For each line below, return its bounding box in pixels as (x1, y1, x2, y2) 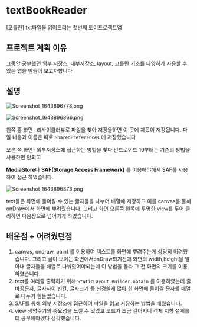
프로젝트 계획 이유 (6, 43, 67, 53)
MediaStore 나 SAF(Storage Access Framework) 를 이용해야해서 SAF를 (6, 166, 178, 173)
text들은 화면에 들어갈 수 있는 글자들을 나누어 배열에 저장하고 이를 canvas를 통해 (6, 197, 192, 204)
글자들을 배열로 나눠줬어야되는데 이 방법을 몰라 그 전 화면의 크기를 (25, 263, 177, 270)
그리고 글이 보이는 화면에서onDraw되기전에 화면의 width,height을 (32, 255, 184, 262)
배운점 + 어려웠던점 (6, 231, 73, 241)
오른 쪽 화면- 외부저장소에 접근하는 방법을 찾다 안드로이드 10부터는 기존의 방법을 (6, 146, 191, 153)
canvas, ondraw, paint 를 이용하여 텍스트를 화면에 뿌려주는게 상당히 (14, 248, 172, 255)
